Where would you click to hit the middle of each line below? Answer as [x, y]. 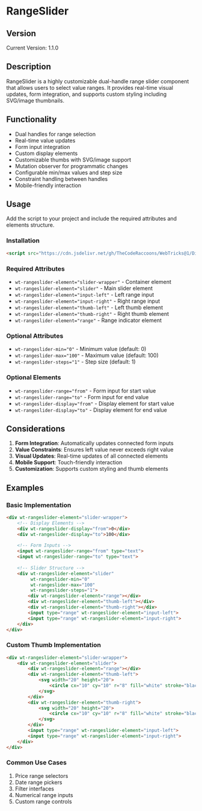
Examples [25, 488]
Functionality [32, 120]
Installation [23, 241]
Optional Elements [34, 377]
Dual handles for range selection [55, 134]
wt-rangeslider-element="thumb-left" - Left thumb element [89, 307]
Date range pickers [38, 782]
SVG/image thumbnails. [35, 100]
